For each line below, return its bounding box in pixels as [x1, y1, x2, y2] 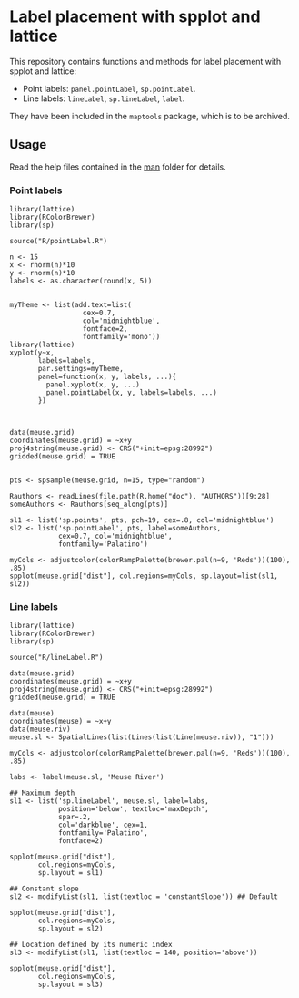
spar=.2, [57, 813, 92, 822]
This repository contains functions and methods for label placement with [9, 56, 282, 67]
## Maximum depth [9, 788, 75, 798]
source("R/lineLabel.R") [9, 653, 104, 663]
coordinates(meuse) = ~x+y [9, 717, 112, 726]
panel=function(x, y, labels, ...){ [37, 372, 177, 382]
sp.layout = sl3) [37, 980, 104, 990]
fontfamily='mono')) [82, 333, 161, 342]
